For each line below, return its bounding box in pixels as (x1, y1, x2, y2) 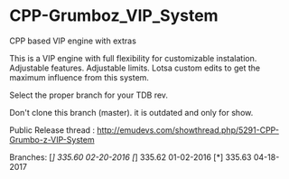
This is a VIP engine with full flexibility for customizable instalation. (9, 52, 257, 63)
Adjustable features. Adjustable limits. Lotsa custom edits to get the (9, 62, 260, 73)
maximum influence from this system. (9, 71, 149, 82)
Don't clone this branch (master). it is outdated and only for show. (9, 107, 254, 118)
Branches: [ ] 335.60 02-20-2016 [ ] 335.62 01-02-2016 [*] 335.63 (9, 151, 252, 163)
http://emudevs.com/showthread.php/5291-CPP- (97, 124, 280, 136)
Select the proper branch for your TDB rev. (9, 89, 169, 100)
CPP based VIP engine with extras (9, 35, 137, 46)
